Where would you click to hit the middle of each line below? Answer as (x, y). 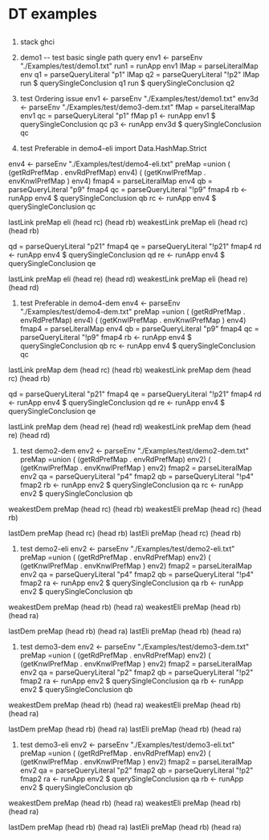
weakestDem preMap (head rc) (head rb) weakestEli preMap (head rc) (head (135, 509)
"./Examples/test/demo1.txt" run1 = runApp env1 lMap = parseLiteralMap (139, 66)
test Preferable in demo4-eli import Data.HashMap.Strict (113, 148)
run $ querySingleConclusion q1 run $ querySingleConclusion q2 (127, 83)
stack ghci (37, 42)
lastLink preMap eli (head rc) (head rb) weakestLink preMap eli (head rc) (128, 222)
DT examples (53, 14)
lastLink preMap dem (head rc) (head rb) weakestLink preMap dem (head (130, 370)
